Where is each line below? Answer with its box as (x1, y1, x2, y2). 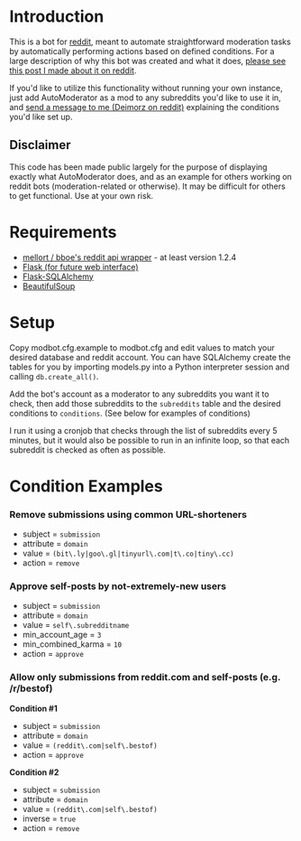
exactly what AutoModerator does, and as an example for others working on (9, 171, 293, 182)
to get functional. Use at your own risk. (9, 190, 154, 201)
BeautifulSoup (22, 280, 76, 291)
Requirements (9, 221, 117, 242)
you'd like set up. (9, 111, 73, 122)
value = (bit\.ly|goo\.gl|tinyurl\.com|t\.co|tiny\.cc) (22, 548, 234, 559)
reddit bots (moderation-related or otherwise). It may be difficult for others (9, 181, 286, 192)
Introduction (9, 6, 105, 27)
